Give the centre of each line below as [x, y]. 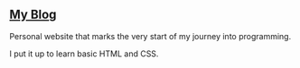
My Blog [33, 15]
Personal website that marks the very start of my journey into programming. [150, 36]
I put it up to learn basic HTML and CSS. [84, 54]
